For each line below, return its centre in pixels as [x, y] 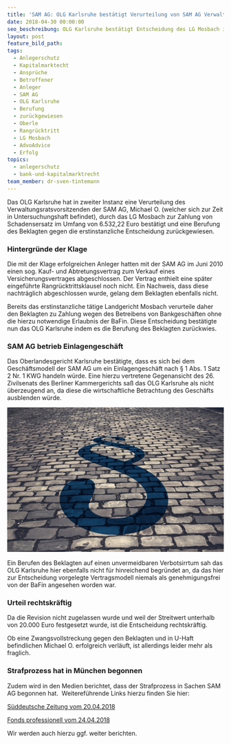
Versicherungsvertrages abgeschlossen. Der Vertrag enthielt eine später [110, 279]
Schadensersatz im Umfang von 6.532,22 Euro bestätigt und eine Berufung [114, 224]
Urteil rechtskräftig [40, 602]
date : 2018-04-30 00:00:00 [46, 22]
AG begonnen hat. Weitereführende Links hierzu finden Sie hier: [99, 693]
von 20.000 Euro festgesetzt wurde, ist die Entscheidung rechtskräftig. [107, 625]
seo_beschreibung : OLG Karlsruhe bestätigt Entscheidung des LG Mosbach [113, 29]
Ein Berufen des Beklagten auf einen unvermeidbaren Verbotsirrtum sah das [115, 563]
